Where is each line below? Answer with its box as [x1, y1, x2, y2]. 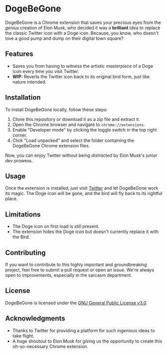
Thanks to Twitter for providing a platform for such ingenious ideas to [12, 327, 155, 334]
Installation [5, 93, 41, 102]
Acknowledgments [5, 314, 66, 323]
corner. [12, 132, 27, 138]
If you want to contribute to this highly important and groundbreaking [5, 262, 147, 267]
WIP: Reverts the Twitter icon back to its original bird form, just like [12, 73, 150, 80]
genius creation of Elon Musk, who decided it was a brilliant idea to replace [5, 24, 161, 30]
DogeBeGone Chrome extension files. [12, 142, 90, 148]
